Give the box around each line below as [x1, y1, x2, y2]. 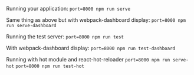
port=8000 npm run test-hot [15, 63, 84, 69]
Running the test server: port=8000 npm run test [6, 33, 124, 40]
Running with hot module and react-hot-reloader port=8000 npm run [6, 56, 170, 63]
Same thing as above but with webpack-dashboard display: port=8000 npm [6, 17, 186, 23]
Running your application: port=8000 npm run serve [6, 5, 131, 12]
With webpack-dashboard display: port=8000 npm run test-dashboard [6, 44, 176, 51]
